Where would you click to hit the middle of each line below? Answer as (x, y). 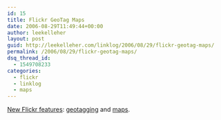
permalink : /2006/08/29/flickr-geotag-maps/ (72, 52)
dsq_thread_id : (29, 58)
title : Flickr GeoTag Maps (46, 20)
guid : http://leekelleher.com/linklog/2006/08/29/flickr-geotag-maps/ (111, 45)
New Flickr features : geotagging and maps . (68, 110)
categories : (24, 71)
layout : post (26, 39)
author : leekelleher (37, 33)
